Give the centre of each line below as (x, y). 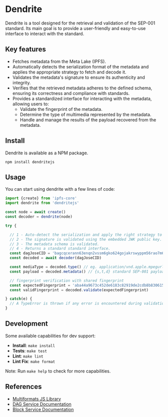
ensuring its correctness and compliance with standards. (71, 93)
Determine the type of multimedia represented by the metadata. (85, 114)
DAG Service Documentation (42, 404)
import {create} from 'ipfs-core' (41, 198)
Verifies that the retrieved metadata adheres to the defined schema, (82, 88)
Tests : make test (30, 351)
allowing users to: (30, 104)
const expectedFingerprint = (40, 285)
